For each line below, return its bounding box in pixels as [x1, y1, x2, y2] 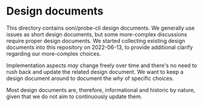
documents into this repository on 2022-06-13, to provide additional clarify [6, 44, 193, 51]
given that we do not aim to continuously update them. [6, 93, 142, 100]
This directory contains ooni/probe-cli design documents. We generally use [6, 24, 195, 31]
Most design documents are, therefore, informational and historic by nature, [6, 86, 196, 93]
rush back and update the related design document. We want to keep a [6, 68, 184, 75]
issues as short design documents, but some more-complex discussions [6, 30, 187, 38]
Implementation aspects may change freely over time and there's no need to [6, 62, 198, 69]
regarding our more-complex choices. [6, 50, 101, 57]
